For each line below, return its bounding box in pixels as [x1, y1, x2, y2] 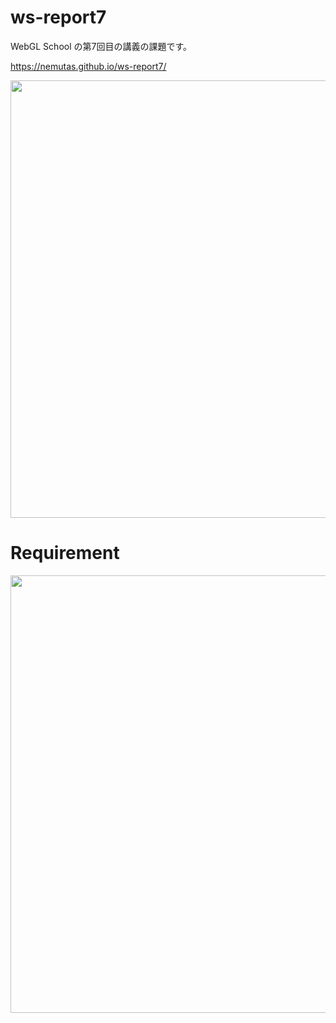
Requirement [10, 542, 120, 565]
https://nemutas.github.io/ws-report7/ [10, 60, 167, 72]
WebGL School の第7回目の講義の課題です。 [10, 40, 193, 52]
